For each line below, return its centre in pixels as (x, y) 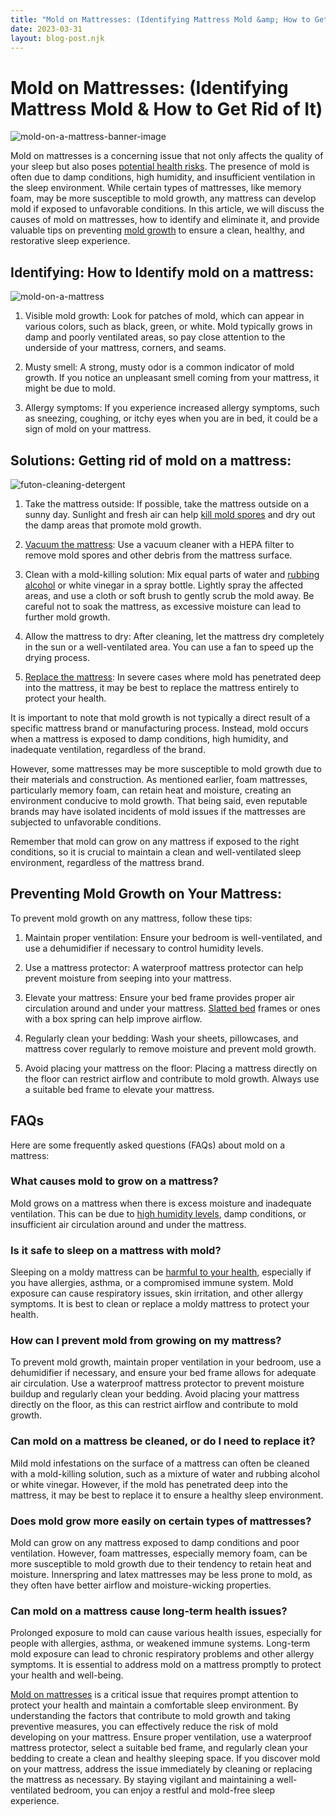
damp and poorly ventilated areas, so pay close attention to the (155, 337)
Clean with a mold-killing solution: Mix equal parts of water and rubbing (172, 574)
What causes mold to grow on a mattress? (114, 1181)
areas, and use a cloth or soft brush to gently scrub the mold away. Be (169, 595)
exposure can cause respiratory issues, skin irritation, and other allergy (157, 1293)
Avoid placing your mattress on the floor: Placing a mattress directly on (171, 1068)
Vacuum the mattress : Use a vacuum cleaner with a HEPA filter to (159, 544)
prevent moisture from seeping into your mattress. (128, 978)
